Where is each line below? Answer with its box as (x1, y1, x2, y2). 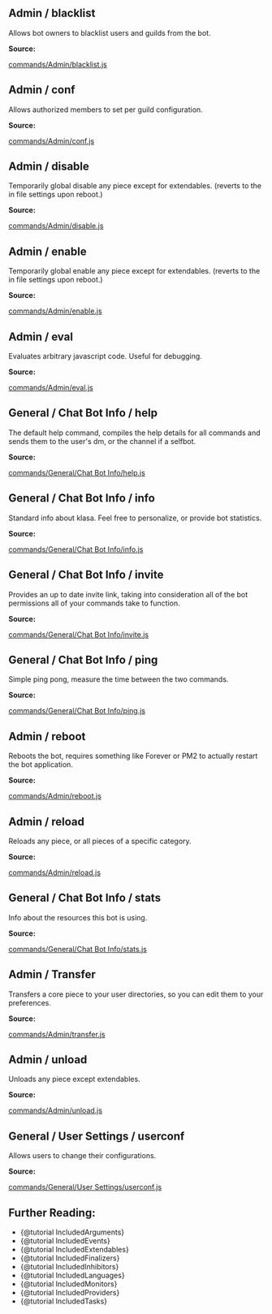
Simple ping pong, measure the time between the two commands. (8, 674, 229, 684)
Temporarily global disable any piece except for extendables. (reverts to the (8, 181, 262, 191)
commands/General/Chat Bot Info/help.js (8, 467, 146, 477)
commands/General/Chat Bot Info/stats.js (8, 944, 148, 954)
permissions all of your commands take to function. (8, 598, 180, 608)
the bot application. (8, 760, 73, 769)
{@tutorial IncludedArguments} (19, 1227, 125, 1237)
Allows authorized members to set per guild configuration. (8, 105, 203, 114)
